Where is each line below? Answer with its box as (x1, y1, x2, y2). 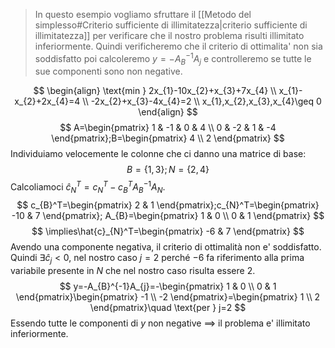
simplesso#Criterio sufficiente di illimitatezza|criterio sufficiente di (34, 19, 308, 31)
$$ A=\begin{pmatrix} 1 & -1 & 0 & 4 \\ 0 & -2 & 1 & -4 (59, 122, 277, 134)
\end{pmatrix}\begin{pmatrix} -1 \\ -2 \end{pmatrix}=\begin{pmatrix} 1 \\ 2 (15, 290, 321, 303)
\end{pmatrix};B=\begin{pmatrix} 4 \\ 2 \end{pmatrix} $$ (51, 132, 285, 144)
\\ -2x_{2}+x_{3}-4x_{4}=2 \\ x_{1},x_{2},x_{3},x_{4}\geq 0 (82, 95, 322, 108)
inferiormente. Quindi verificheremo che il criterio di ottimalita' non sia (34, 40, 323, 52)
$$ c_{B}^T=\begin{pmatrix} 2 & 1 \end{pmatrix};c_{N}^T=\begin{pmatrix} (16, 199, 320, 211)
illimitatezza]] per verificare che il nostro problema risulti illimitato (34, 30, 305, 41)
